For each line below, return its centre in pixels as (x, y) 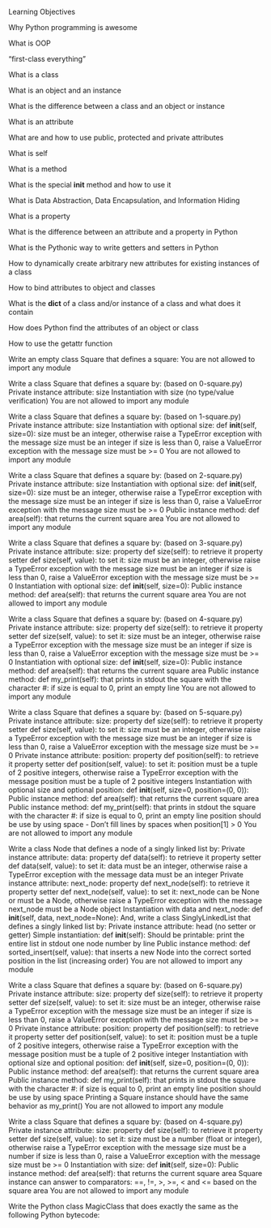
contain (21, 312)
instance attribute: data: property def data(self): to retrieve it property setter (135, 857)
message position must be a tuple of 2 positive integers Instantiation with (130, 781)
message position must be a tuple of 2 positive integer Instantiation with (128, 1054)
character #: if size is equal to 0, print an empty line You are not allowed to (132, 688)
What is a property (39, 216)
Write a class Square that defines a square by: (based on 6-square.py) (125, 985)
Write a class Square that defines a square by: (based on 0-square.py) (125, 383)
